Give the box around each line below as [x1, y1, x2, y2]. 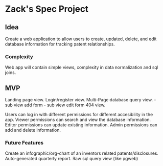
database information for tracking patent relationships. [5, 41, 115, 47]
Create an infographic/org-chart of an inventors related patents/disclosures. [5, 150, 159, 156]
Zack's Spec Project [5, 3, 89, 15]
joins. [5, 70, 16, 75]
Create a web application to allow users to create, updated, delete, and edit [5, 36, 157, 42]
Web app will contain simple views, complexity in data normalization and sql [5, 65, 158, 71]
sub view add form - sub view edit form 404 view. [5, 102, 106, 108]
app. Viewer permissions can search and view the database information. [5, 117, 151, 123]
